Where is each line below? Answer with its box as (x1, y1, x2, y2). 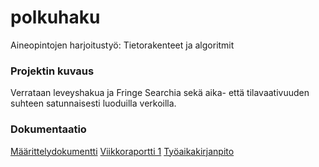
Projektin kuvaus (10, 64, 95, 78)
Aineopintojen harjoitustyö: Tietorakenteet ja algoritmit (10, 39, 235, 51)
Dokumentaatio (10, 122, 87, 136)
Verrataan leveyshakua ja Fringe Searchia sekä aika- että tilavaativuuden (10, 87, 310, 99)
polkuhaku (10, 6, 101, 29)
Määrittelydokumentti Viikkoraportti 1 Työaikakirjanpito (10, 145, 235, 157)
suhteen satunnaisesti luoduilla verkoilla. (10, 97, 177, 110)
